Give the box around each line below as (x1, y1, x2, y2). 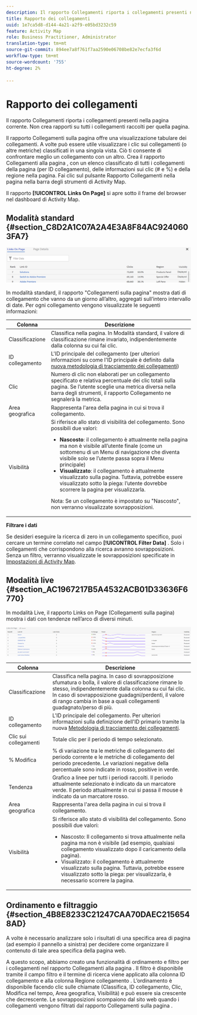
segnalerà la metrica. (50, 396, 101, 403)
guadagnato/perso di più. (52, 704, 113, 711)
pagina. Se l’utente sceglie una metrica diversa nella (50, 383, 176, 390)
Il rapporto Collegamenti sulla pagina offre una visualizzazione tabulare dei (6, 135, 186, 142)
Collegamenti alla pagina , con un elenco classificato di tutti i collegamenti (6, 159, 185, 167)
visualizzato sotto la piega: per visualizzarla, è (60, 870, 172, 877)
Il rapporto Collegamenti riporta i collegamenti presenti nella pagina (6, 117, 169, 124)
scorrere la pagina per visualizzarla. (59, 485, 146, 493)
